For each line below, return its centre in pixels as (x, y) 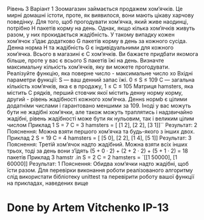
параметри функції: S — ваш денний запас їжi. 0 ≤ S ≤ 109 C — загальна (101, 80)
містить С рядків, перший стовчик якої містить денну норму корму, (95, 93)
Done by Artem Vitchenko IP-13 (88, 208)
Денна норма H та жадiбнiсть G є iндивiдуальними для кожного (90, 47)
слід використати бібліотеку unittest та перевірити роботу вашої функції (100, 177)
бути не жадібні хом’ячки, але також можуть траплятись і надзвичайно (100, 112)
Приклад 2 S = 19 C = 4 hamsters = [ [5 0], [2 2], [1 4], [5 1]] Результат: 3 (99, 138)
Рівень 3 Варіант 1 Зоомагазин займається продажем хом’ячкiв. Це (95, 9)
